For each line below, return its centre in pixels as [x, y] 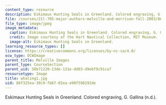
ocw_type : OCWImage [25, 55]
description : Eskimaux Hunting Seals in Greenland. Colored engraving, [80, 14]
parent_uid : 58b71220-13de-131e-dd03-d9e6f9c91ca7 [58, 70]
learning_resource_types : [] [35, 46]
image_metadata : [22, 28]
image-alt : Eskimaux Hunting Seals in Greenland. [62, 42]
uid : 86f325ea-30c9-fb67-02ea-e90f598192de [51, 83]
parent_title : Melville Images [37, 60]
